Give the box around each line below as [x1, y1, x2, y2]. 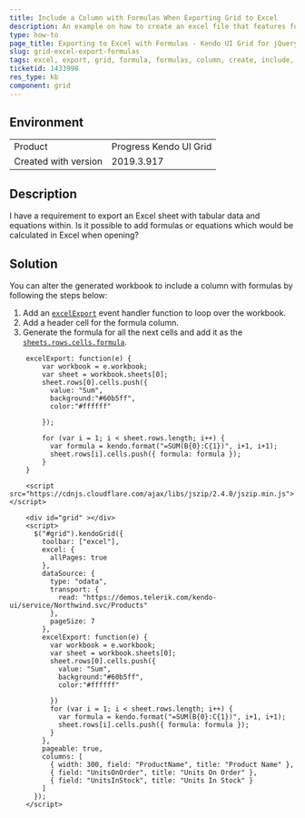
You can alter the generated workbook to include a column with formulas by [9, 280, 293, 291]
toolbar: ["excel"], [42, 538, 120, 547]
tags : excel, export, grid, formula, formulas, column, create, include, [9, 56, 295, 65]
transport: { [49, 585, 100, 594]
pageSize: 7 [49, 617, 95, 626]
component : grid [9, 81, 71, 90]
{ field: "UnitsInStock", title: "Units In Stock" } [49, 776, 254, 785]
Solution [9, 256, 58, 271]
